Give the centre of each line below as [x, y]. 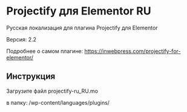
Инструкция [31, 76]
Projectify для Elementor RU [79, 11]
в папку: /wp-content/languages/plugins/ [58, 102]
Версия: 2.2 [21, 39]
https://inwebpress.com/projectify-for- [133, 51]
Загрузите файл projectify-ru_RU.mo [52, 91]
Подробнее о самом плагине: [45, 51]
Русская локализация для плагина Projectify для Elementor [82, 28]
